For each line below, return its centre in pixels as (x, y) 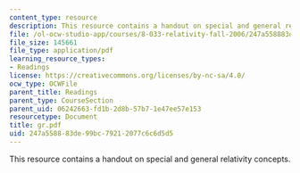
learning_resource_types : (57, 59)
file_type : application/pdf (62, 51)
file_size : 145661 (43, 42)
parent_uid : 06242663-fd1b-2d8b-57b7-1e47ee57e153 (105, 109)
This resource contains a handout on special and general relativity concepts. (150, 159)
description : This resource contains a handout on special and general (145, 26)
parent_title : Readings (54, 92)
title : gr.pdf (36, 126)
